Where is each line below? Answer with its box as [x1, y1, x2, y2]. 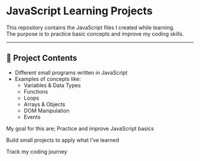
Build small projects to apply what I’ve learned [6, 136, 119, 144]
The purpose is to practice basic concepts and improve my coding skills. [6, 30, 185, 37]
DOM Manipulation [23, 107, 70, 114]
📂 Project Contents [6, 53, 77, 63]
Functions [23, 88, 48, 95]
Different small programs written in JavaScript [14, 69, 128, 76]
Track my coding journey [6, 148, 67, 155]
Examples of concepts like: [14, 75, 82, 82]
